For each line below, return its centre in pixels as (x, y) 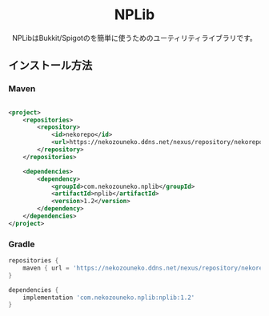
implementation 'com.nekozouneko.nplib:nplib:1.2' (109, 298)
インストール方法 (50, 66)
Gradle (22, 244)
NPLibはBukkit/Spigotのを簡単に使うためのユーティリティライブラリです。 (134, 38)
